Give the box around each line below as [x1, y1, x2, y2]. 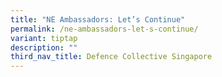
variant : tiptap [10, 33, 78, 43]
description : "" [10, 42, 78, 53]
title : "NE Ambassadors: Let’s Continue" [10, 14, 186, 25]
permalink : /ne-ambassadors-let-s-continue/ [10, 24, 199, 34]
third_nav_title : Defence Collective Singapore [10, 52, 213, 62]
